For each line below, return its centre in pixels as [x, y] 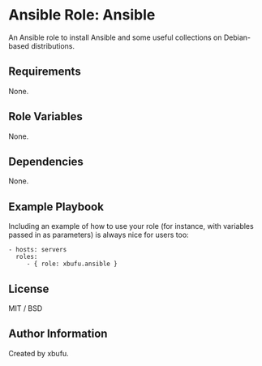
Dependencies [46, 161]
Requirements [45, 72]
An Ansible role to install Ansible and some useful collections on [115, 37]
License [29, 288]
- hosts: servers [38, 250]
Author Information [58, 334]
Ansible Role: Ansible [82, 15]
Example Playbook [56, 207]
